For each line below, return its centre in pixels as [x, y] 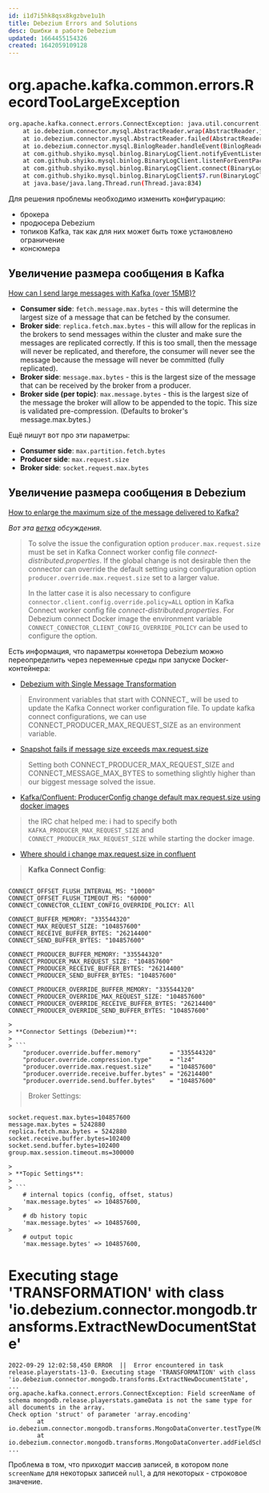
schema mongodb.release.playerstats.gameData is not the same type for [130, 1400]
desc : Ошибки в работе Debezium [62, 31]
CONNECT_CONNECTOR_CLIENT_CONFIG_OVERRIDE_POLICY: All [102, 905]
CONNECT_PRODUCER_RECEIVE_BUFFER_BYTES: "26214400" [96, 968]
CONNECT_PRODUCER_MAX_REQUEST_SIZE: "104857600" [91, 961]
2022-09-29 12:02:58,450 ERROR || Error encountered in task [116, 1365]
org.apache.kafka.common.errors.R [131, 85]
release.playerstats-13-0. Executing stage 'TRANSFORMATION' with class [132, 1372]
